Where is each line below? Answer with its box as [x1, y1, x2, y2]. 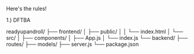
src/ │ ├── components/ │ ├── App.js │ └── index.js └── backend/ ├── [6, 34, 188, 41]
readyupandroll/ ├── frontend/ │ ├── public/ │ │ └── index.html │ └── [6, 28, 183, 35]
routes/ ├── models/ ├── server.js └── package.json [6, 41, 139, 47]
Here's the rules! [6, 5, 47, 12]
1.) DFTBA [6, 17, 31, 23]
